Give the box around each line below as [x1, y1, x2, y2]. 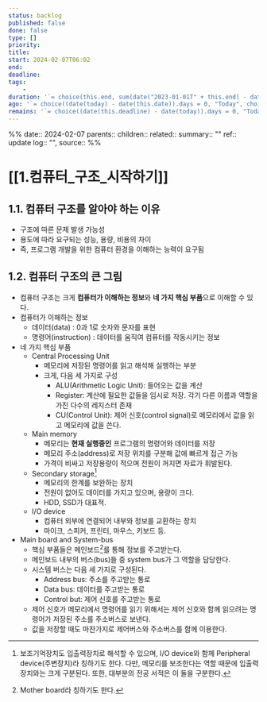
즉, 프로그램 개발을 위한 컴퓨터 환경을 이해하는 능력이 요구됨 [19, 245, 205, 254]
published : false [8, 19, 66, 27]
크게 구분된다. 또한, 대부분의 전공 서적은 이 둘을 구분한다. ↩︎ [47, 669, 232, 678]
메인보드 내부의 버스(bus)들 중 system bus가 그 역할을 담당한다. [31, 555, 230, 565]
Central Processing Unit [31, 351, 110, 361]
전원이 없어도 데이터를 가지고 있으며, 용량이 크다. [43, 488, 195, 497]
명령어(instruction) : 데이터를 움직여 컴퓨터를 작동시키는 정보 [31, 332, 220, 341]
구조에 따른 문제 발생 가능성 [19, 225, 106, 234]
